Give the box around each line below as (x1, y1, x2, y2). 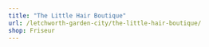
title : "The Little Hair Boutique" (8, 11, 127, 20)
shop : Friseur (8, 26, 56, 34)
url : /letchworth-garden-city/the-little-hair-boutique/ (8, 19, 202, 27)
